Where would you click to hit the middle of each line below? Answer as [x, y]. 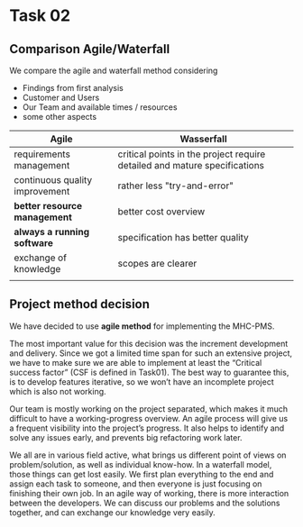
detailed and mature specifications [191, 165]
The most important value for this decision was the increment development [149, 343]
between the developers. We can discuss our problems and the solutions [145, 503]
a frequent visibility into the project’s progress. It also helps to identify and [147, 428]
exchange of [41, 258]
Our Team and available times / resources [100, 107]
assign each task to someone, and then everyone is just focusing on [136, 484]
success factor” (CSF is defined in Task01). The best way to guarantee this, [149, 372]
